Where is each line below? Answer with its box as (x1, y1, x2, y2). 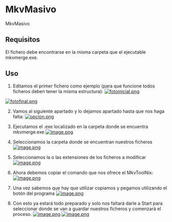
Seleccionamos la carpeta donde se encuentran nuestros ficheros (12, 139, 152, 145)
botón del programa (12, 190, 55, 196)
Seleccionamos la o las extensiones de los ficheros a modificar (12, 154, 146, 160)
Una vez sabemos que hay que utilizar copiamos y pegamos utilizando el (12, 185, 167, 191)
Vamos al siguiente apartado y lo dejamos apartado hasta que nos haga (12, 108, 165, 114)
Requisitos (5, 35, 40, 44)
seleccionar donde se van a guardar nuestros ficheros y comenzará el (12, 206, 161, 212)
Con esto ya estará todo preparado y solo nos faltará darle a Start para (12, 200, 163, 206)
